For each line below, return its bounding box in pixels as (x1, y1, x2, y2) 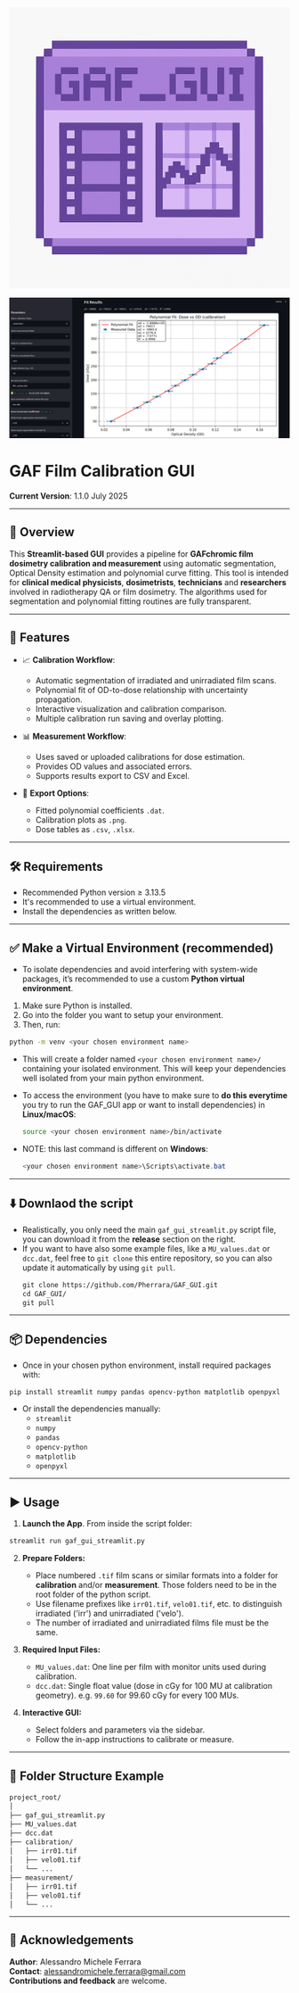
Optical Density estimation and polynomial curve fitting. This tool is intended (9, 567, 289, 578)
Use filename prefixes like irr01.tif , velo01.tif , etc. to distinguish (35, 1599, 283, 1609)
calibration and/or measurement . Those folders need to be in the (35, 1580, 278, 1591)
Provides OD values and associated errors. (35, 761, 193, 772)
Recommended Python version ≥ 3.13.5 (21, 887, 166, 898)
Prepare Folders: (21, 1553, 86, 1564)
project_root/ (9, 1792, 62, 1802)
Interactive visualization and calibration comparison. (35, 703, 227, 714)
